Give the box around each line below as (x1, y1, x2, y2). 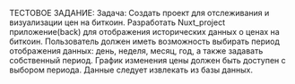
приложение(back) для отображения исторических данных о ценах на (9, 27, 280, 37)
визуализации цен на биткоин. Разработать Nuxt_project (9, 17, 226, 28)
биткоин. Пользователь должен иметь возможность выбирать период (9, 36, 281, 46)
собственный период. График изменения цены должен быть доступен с (9, 55, 287, 65)
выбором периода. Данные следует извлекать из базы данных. (9, 64, 254, 75)
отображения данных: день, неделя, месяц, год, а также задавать (9, 46, 264, 56)
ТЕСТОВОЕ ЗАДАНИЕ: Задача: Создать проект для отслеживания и (9, 8, 270, 18)
